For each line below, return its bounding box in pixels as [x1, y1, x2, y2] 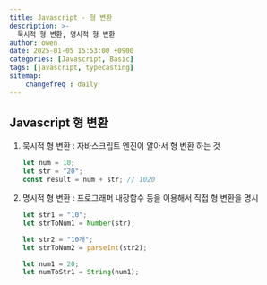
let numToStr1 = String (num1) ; [22, 268, 140, 277]
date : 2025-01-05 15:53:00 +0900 [9, 47, 134, 56]
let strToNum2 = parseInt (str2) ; [22, 243, 148, 252]
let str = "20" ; [22, 167, 83, 176]
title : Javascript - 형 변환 [9, 13, 113, 22]
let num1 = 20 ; [22, 259, 80, 269]
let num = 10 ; [22, 159, 75, 168]
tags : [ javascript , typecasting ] [9, 64, 134, 73]
